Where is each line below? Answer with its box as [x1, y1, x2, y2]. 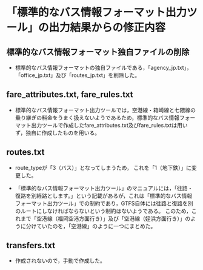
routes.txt [6, 147, 45, 158]
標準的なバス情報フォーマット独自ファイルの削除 [6, 47, 190, 57]
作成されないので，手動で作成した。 [15, 257, 106, 265]
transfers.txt [6, 240, 56, 251]
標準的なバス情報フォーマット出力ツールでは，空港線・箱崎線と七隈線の [15, 106, 196, 113]
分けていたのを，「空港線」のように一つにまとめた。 [25, 222, 156, 229]
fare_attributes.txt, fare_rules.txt [6, 89, 133, 100]
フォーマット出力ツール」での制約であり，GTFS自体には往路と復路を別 [15, 200, 193, 207]
